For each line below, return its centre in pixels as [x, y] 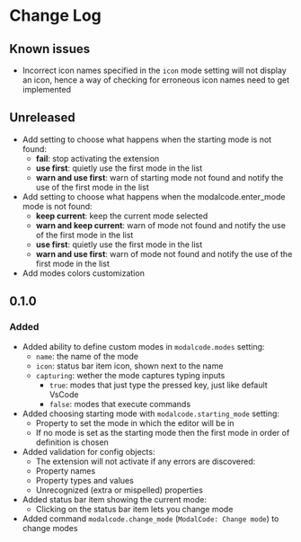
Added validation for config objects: [89, 451]
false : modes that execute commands [120, 404]
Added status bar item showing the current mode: [114, 499]
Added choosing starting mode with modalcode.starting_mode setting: [151, 413]
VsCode [64, 394]
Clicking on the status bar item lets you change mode [134, 509]
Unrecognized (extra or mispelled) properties [120, 490]
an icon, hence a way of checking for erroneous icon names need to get [156, 80]
